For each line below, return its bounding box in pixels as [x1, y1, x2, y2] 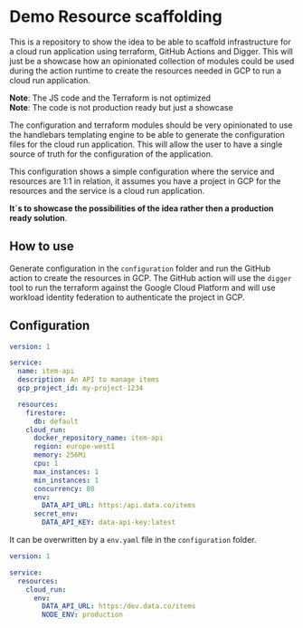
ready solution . [9, 212, 68, 223]
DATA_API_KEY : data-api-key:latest [42, 518, 176, 527]
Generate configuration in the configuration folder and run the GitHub [9, 263, 271, 274]
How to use [9, 238, 74, 255]
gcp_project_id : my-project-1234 [17, 383, 144, 393]
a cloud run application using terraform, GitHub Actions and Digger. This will [9, 45, 294, 56]
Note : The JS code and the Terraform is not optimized [9, 92, 211, 103]
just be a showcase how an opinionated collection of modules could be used [9, 55, 295, 66]
